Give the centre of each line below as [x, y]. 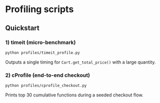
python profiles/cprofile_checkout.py [46, 86]
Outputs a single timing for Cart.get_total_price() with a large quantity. [81, 62]
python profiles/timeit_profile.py [43, 53]
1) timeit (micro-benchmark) [41, 42]
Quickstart [22, 28]
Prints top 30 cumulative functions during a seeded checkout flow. [74, 95]
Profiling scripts [40, 9]
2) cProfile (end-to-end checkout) [48, 75]
